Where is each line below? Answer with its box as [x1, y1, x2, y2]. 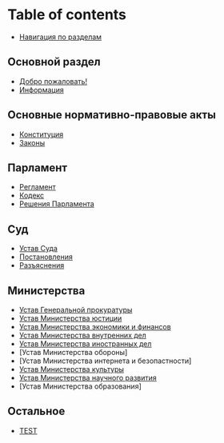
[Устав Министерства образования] [18, 381, 142, 391]
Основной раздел [7, 55, 101, 69]
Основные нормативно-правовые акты [7, 108, 217, 122]
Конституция [18, 130, 64, 139]
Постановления [18, 252, 74, 261]
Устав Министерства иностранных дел [18, 339, 152, 349]
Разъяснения [18, 261, 65, 270]
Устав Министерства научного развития [18, 373, 157, 382]
